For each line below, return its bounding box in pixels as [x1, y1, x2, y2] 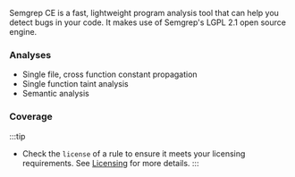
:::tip [9, 131, 26, 141]
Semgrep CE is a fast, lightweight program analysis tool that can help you [9, 8, 280, 18]
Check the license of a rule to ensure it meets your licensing [21, 147, 246, 159]
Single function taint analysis [21, 79, 130, 89]
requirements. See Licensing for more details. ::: [21, 157, 199, 168]
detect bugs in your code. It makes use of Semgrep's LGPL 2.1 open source [9, 17, 286, 28]
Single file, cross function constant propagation [21, 69, 198, 80]
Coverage [9, 111, 54, 123]
